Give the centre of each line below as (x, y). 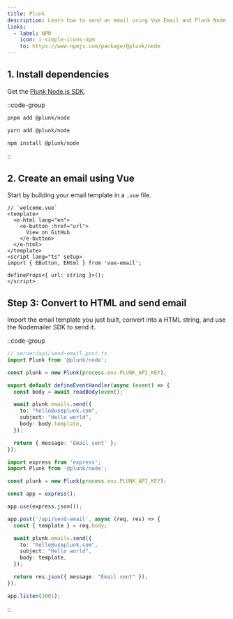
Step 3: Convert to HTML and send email (97, 303)
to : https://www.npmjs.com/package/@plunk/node (90, 46)
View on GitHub (48, 233)
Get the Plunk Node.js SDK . (46, 91)
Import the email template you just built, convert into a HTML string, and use (116, 320)
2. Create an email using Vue (71, 178)
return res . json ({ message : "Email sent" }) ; (81, 577)
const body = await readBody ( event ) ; (68, 392)
